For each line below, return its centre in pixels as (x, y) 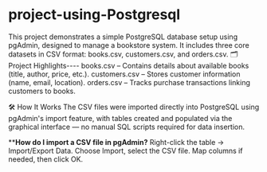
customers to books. (42, 91)
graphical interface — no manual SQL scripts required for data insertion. (127, 127)
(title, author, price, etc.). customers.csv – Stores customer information (124, 74)
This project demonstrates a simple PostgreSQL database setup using (123, 37)
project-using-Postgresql (94, 15)
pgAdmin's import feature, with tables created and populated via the (120, 118)
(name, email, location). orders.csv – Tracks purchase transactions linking (130, 82)
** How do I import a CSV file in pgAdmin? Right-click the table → (116, 142)
